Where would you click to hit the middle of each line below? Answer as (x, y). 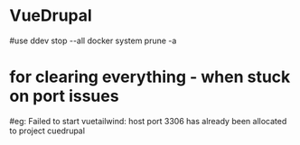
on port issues (64, 96)
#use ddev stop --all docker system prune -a (93, 41)
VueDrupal (51, 16)
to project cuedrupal (47, 131)
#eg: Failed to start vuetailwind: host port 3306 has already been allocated (148, 121)
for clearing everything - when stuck (150, 77)
